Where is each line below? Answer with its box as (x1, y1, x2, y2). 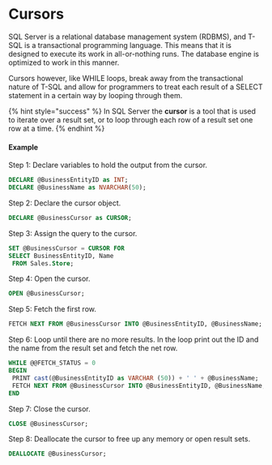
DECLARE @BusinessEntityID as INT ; (8, 176, 129, 184)
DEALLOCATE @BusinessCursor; (8, 450, 107, 459)
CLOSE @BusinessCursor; (8, 420, 89, 428)
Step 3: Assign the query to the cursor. (8, 228, 138, 238)
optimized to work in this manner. (8, 58, 120, 67)
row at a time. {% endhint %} (8, 123, 105, 133)
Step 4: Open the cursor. (8, 273, 91, 284)
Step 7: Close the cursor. (8, 403, 91, 414)
